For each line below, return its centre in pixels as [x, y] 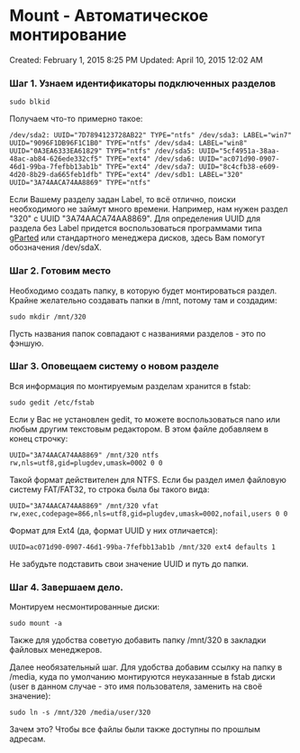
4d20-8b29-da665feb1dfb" [56, 175]
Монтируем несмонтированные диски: [85, 607]
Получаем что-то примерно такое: [76, 119]
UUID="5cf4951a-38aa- [239, 151]
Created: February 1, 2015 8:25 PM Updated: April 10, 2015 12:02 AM [136, 60]
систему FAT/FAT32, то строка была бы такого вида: [109, 489]
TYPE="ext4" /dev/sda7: [150, 167]
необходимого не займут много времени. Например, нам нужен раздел [149, 209]
